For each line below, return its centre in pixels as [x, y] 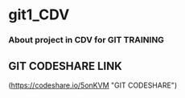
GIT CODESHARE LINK [65, 66]
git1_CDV [39, 15]
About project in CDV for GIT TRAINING [86, 40]
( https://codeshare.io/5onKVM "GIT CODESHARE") [93, 85]
